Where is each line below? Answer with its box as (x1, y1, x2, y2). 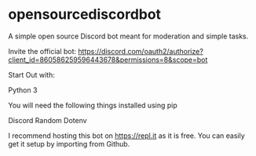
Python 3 (8, 85, 38, 95)
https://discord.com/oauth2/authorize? (78, 46, 204, 56)
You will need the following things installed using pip (8, 100, 178, 110)
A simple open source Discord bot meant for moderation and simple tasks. (8, 31, 249, 41)
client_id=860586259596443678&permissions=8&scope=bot (8, 55, 208, 64)
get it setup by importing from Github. (8, 139, 130, 148)
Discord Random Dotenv (8, 115, 88, 125)
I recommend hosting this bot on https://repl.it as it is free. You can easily (8, 131, 245, 140)
